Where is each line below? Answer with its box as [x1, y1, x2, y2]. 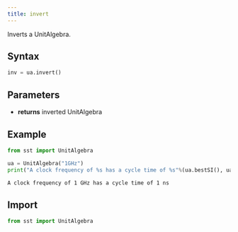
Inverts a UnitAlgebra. [7, 30, 71, 38]
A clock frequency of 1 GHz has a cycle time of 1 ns [7, 179, 170, 187]
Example [7, 128, 47, 140]
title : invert [7, 10, 50, 18]
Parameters [7, 89, 60, 101]
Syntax [7, 50, 40, 62]
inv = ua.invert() [7, 69, 62, 77]
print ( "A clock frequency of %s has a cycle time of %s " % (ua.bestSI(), [7, 166, 223, 174]
